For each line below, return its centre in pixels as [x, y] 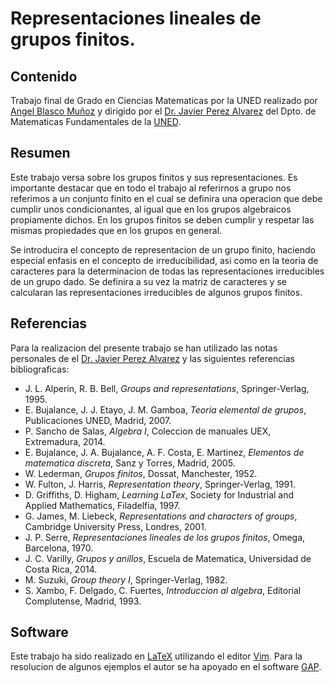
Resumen [40, 153]
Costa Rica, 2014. [61, 569]
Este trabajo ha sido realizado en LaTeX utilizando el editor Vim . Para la [156, 656]
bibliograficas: [40, 369]
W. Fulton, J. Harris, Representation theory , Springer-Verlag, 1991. [160, 484]
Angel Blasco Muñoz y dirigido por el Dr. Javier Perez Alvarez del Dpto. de [163, 111]
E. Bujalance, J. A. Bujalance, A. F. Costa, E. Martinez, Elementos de [164, 452]
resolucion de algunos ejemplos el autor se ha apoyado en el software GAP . [166, 667]
